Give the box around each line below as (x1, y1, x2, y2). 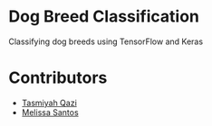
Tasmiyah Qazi (21, 97, 78, 108)
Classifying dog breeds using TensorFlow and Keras (8, 36, 204, 47)
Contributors (8, 67, 108, 88)
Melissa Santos (21, 106, 79, 118)
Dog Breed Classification (8, 6, 200, 27)
